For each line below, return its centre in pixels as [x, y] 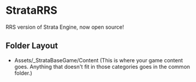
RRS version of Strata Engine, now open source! [65, 27]
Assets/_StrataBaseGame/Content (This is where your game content [99, 60]
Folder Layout [32, 46]
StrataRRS [31, 10]
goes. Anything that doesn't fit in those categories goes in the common [102, 66]
